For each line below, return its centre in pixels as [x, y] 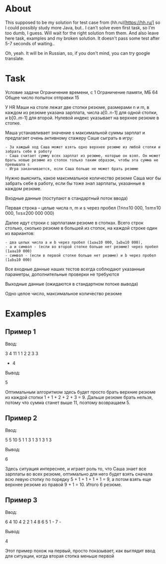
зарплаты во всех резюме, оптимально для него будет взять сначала [79, 474]
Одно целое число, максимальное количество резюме [64, 293]
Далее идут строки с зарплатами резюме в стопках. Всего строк [74, 223]
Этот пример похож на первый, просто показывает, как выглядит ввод [80, 551]
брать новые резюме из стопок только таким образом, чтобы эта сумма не [82, 160]
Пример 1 [21, 332]
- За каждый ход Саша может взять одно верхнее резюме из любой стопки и [83, 147]
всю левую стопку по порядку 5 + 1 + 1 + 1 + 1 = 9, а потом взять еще [78, 479]
